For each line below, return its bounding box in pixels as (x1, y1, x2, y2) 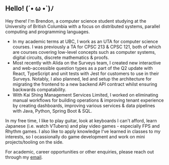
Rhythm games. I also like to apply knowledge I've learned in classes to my (5, 128, 161, 134)
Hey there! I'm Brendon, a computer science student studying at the (5, 18, 146, 24)
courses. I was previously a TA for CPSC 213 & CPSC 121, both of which (12, 44, 161, 50)
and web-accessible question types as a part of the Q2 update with (12, 65, 153, 71)
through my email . (5, 154, 43, 160)
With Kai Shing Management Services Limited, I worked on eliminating (12, 92, 158, 98)
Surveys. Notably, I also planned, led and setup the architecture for (12, 75, 152, 81)
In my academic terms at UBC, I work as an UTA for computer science (12, 38, 158, 44)
